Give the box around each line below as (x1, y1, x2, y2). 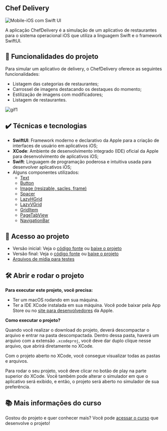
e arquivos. (5, 358, 29, 364)
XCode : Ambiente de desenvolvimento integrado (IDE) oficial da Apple (12, 148, 159, 154)
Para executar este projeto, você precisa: (5, 287, 93, 293)
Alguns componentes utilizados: (12, 169, 79, 175)
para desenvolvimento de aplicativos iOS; (12, 153, 99, 160)
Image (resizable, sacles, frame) (20, 185, 87, 191)
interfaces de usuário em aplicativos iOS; (12, 143, 98, 149)
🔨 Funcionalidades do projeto (5, 52, 99, 61)
